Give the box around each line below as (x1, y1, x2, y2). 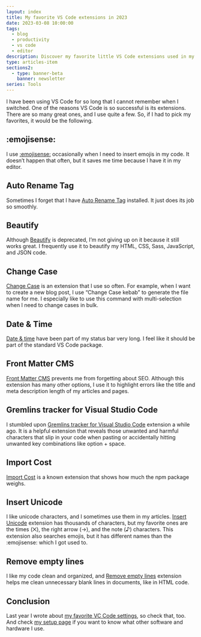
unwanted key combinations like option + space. (6, 440, 126, 447)
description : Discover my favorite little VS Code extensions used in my (6, 53, 195, 59)
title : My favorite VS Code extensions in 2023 (6, 14, 128, 20)
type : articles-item (6, 59, 58, 65)
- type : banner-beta (11, 70, 63, 76)
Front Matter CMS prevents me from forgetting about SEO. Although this (6, 374, 184, 382)
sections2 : (6, 64, 34, 71)
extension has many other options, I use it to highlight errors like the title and (6, 381, 196, 388)
